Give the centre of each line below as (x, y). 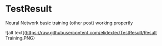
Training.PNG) (20, 38)
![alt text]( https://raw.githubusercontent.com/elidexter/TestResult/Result (81, 32)
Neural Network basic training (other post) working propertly (69, 23)
